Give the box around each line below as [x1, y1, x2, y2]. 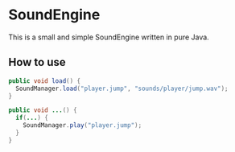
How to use [8, 55, 66, 69]
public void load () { [8, 76, 81, 85]
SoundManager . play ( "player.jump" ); [23, 121, 142, 129]
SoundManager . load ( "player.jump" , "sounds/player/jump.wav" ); [15, 84, 229, 92]
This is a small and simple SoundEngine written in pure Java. [8, 32, 209, 42]
